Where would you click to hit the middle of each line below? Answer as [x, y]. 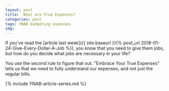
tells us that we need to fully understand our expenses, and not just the [79, 69]
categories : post [23, 19]
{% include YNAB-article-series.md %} [46, 84]
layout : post [19, 10]
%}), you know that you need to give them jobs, [115, 48]
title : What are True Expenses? [40, 15]
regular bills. [18, 74]
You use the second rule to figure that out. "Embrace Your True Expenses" [82, 63]
